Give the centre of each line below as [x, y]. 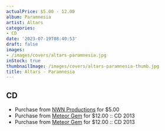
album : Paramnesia [29, 17]
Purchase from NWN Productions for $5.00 [67, 110]
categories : [21, 28]
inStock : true [24, 61]
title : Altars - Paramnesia [41, 72]
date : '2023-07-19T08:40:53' [42, 39]
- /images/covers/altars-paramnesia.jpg [57, 55]
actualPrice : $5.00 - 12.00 [41, 11]
